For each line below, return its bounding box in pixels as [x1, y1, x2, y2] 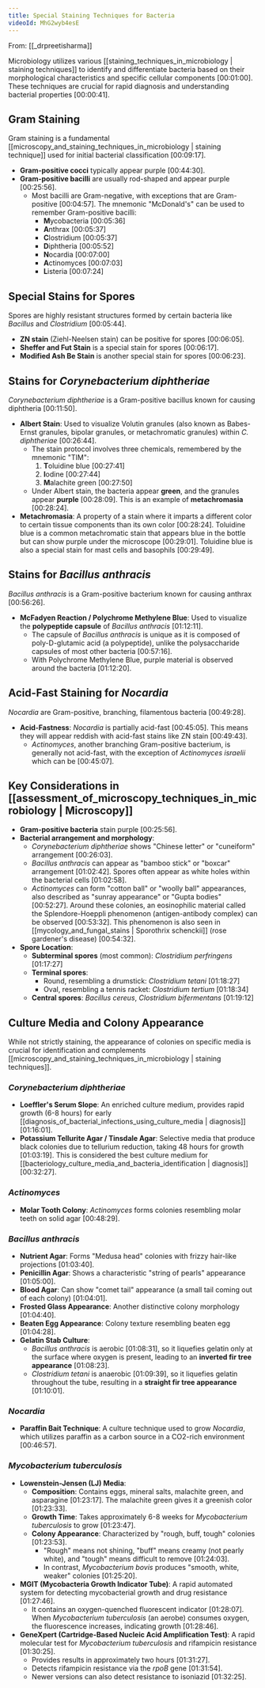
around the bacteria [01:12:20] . [31, 663, 132, 673]
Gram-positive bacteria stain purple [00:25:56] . [19, 825, 178, 834]
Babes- [226, 419, 252, 428]
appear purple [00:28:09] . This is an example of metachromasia [31, 494, 244, 504]
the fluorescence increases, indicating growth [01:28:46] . [31, 1621, 219, 1631]
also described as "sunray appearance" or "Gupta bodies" [31, 892, 221, 902]
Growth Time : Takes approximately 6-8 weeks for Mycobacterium [31, 1511, 248, 1521]
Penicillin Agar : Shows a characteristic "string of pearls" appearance [19, 1268, 246, 1278]
